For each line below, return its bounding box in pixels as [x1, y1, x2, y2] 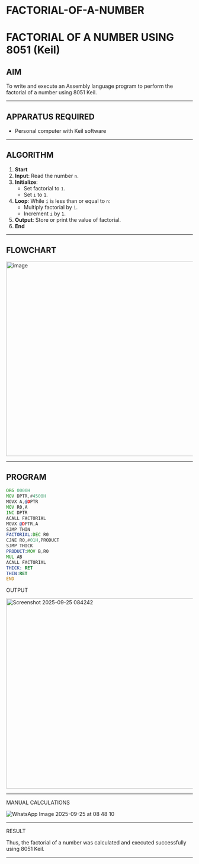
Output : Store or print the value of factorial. [14, 216, 121, 223]
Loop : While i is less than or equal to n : [14, 197, 111, 205]
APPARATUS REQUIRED [6, 111, 95, 122]
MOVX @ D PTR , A [6, 521, 38, 527]
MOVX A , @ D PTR [6, 499, 38, 505]
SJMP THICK [6, 543, 33, 549]
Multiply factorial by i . [23, 203, 78, 211]
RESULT [6, 828, 26, 835]
